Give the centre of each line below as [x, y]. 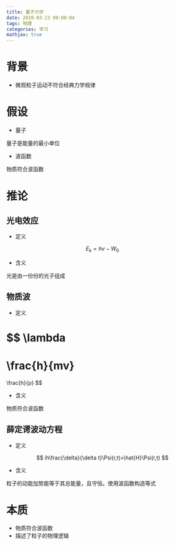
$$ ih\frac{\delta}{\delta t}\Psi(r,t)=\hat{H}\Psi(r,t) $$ [102, 458]
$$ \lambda [36, 338]
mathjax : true [24, 35]
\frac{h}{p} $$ [24, 382]
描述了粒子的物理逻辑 [42, 536]
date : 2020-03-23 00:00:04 [41, 18]
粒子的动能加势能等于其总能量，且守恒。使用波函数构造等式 [81, 483]
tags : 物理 [19, 23]
